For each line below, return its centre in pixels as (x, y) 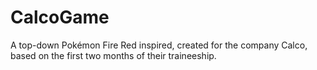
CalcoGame (60, 17)
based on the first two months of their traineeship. (113, 55)
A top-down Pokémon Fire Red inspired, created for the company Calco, (159, 45)
